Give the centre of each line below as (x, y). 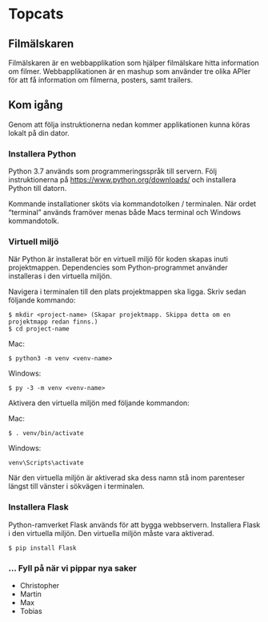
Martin (31, 594)
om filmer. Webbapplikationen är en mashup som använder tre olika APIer (130, 71)
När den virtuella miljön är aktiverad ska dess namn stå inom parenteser (127, 478)
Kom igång (36, 105)
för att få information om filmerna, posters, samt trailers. (101, 80)
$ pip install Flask (43, 548)
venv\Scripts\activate (46, 463)
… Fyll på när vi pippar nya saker (73, 568)
